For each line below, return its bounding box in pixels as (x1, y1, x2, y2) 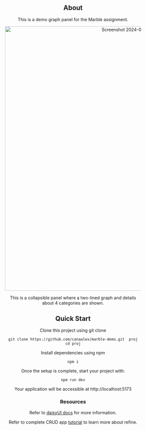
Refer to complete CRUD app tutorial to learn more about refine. (8, 419, 138, 425)
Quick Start (55, 314, 91, 323)
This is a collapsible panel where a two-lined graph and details (10, 295, 136, 301)
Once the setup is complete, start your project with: (21, 368, 125, 374)
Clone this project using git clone (39, 327, 107, 333)
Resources (60, 399, 86, 405)
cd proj (65, 341, 81, 346)
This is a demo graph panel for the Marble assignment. (17, 17, 129, 23)
